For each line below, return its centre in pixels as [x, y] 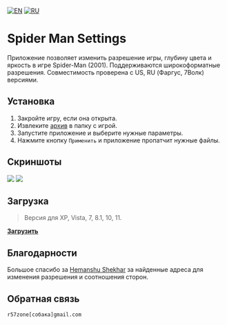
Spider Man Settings [67, 39]
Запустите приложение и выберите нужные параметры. [100, 133]
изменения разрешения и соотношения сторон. [78, 277]
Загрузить [23, 231]
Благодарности [42, 253]
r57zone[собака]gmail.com [44, 315]
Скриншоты [34, 162]
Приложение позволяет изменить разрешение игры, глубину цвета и [109, 57]
